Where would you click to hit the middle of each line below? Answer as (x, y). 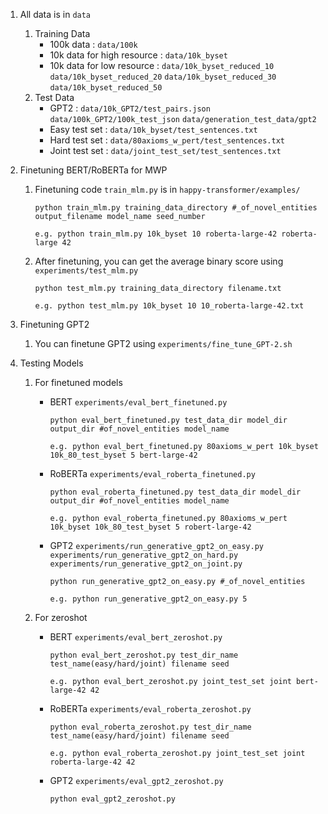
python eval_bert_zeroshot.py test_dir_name (144, 655)
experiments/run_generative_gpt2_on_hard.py (144, 555)
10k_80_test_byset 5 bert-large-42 (123, 455)
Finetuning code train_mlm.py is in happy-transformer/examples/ (167, 189)
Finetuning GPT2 (54, 324)
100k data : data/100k (93, 44)
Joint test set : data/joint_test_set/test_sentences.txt (165, 150)
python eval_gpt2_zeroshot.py (112, 799)
